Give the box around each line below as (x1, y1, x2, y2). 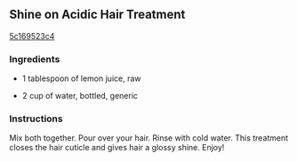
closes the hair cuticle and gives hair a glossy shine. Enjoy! (9, 142, 225, 153)
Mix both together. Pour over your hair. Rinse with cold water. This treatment (9, 133, 289, 143)
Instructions (9, 113, 64, 125)
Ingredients (9, 52, 60, 65)
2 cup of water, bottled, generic (21, 91, 139, 101)
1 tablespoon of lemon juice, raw (21, 73, 141, 84)
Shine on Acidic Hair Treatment (9, 7, 186, 22)
